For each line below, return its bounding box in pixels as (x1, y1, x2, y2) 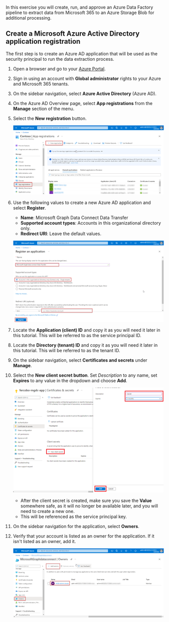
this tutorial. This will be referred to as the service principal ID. (13, 332, 142, 338)
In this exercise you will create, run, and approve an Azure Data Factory (6, 5, 153, 10)
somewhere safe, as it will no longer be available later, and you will (20, 502, 158, 509)
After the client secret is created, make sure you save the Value (20, 497, 152, 503)
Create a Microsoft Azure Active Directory (6, 30, 140, 38)
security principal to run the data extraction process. (6, 56, 114, 62)
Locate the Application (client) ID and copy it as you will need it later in (13, 327, 160, 333)
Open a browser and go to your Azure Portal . (13, 65, 106, 72)
